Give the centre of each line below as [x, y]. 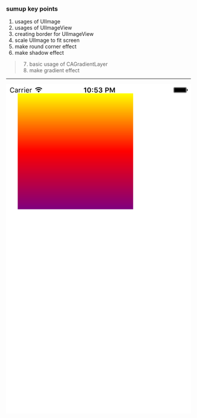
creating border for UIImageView [54, 34]
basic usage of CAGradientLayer [68, 64]
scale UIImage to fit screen [47, 41]
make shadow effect [39, 53]
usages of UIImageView [43, 28]
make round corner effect [45, 46]
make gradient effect [55, 71]
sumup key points [32, 9]
